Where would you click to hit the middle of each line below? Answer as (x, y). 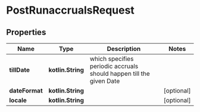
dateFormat (26, 91)
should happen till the (120, 73)
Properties (26, 32)
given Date (105, 81)
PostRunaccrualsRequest (71, 10)
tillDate (19, 70)
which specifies (112, 59)
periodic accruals (114, 66)
